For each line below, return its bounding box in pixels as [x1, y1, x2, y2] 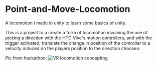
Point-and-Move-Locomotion [5, 3, 130, 15]
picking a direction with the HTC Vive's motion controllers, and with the [5, 35, 152, 41]
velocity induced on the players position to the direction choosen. [5, 45, 141, 51]
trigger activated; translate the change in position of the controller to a [5, 40, 150, 46]
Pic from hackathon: [5, 55, 47, 61]
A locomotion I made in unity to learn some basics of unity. [5, 20, 127, 26]
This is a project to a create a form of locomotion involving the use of [5, 29, 148, 35]
